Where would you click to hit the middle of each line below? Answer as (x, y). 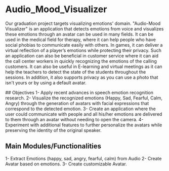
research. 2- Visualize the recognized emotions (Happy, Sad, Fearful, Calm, (84, 98)
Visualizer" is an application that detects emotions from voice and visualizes (85, 28)
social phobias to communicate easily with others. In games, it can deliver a (84, 45)
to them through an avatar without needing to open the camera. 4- (74, 119)
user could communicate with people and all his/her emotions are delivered (84, 114)
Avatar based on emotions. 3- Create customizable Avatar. (66, 164)
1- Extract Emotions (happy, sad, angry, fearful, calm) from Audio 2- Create (83, 158)
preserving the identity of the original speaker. (54, 130)
